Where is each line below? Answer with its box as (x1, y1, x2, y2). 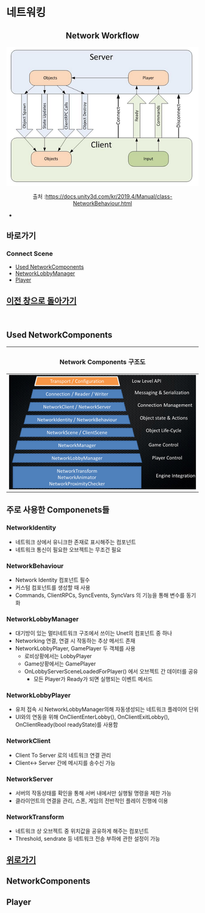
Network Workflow (65, 30, 140, 40)
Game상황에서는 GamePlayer (24, 660, 96, 667)
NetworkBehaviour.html (73, 200, 132, 207)
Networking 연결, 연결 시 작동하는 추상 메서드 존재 (15, 637, 135, 645)
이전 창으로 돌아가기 (6, 295, 77, 306)
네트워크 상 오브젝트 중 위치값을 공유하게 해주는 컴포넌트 (15, 827, 149, 835)
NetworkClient (6, 737, 51, 745)
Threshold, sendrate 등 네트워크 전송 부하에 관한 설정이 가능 (15, 835, 160, 843)
